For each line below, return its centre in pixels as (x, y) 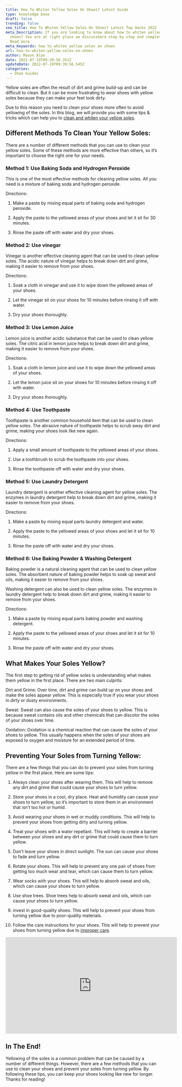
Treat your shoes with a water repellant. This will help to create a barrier (85, 831)
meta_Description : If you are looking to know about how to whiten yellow (83, 32)
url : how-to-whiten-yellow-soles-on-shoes (49, 51)
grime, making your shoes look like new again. (52, 431)
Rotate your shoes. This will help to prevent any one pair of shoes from (84, 866)
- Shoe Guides (24, 74)
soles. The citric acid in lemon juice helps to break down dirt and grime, (78, 343)
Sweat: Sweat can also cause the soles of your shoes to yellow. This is (77, 710)
